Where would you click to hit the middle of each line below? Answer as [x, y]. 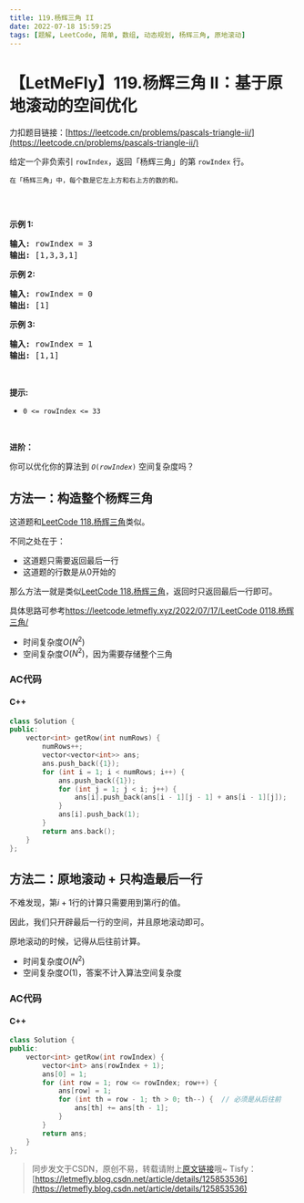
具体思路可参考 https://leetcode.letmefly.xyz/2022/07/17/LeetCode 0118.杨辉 [152, 611]
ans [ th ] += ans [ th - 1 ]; [122, 1108]
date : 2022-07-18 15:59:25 [61, 26]
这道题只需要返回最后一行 [71, 561]
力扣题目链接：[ [39, 132]
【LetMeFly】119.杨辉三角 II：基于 [138, 83]
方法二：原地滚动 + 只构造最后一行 [106, 879]
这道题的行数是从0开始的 [69, 572]
